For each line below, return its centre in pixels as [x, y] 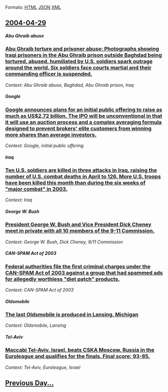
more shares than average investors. [51, 135]
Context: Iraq [19, 200]
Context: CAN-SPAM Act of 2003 [39, 290]
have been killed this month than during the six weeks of [75, 183]
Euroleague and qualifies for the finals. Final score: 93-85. [78, 356]
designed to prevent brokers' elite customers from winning [78, 128]
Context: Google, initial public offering [44, 146]
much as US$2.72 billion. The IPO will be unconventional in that [84, 116]
